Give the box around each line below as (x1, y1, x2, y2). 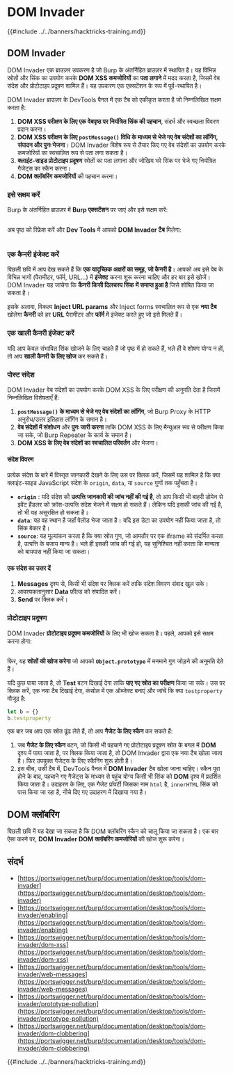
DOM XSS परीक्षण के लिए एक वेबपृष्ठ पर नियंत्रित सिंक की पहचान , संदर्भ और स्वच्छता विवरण (17, 117, 220, 125)
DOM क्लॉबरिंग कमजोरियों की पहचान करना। (17, 172, 118, 180)
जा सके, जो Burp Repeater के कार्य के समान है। (17, 431, 132, 439)
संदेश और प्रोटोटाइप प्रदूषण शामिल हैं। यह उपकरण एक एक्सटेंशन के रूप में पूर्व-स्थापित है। (7, 81, 202, 90)
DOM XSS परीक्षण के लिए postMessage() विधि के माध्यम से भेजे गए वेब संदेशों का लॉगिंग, (17, 133, 218, 141)
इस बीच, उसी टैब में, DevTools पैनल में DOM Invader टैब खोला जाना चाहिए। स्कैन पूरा (17, 765, 220, 773)
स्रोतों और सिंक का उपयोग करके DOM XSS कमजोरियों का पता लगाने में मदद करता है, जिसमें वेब (7, 74, 220, 82)
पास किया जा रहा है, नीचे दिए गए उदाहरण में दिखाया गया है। (17, 788, 147, 797)
